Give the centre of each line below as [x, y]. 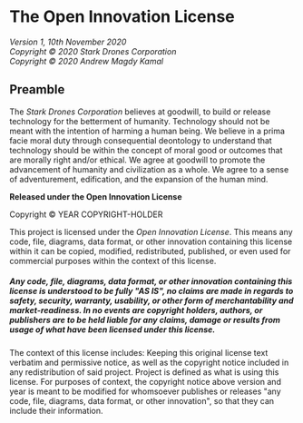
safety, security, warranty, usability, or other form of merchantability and [151, 300]
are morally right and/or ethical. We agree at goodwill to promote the [137, 160]
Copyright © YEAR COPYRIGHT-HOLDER [86, 214]
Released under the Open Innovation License [96, 196]
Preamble [37, 89]
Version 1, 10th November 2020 [68, 42]
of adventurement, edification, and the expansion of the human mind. [139, 179]
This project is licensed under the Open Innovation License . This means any [151, 231]
